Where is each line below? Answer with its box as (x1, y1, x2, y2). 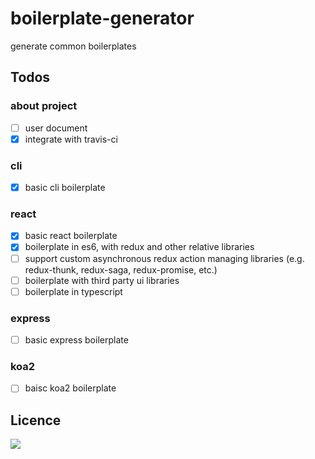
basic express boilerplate (24, 334, 129, 346)
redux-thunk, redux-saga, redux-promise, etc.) (24, 263, 218, 276)
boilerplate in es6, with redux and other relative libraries (24, 241, 255, 253)
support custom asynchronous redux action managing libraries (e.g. (24, 252, 305, 264)
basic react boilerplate (24, 230, 118, 242)
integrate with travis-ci (24, 133, 118, 145)
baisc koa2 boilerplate (24, 382, 117, 394)
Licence (10, 412, 62, 429)
